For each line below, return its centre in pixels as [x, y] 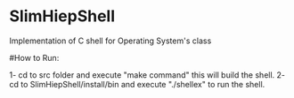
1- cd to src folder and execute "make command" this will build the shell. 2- [147, 75]
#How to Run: [34, 57]
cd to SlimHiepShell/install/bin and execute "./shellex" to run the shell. [137, 84]
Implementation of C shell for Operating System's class [110, 41]
